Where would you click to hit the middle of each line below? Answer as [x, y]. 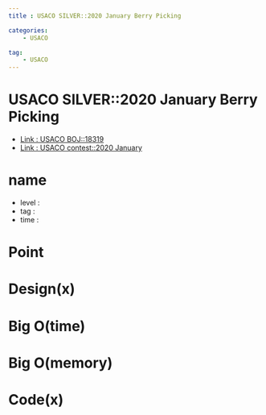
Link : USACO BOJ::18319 [62, 139]
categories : [28, 30]
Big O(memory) [61, 363]
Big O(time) [47, 326]
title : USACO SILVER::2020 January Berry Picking [95, 16]
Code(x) [36, 399]
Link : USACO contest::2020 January [81, 148]
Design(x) [42, 289]
